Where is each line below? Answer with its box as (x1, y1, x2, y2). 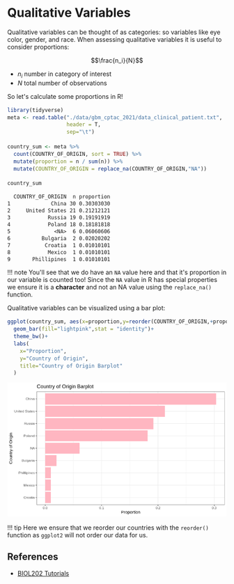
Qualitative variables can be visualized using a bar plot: (7, 304, 166, 313)
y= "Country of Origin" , (19, 355, 89, 362)
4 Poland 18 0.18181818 (7, 221, 111, 228)
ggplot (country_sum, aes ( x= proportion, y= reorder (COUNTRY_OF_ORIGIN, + (7, 318, 214, 325)
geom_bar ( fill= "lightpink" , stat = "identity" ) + (13, 326, 155, 333)
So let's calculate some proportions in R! (7, 92, 123, 100)
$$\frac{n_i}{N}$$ (90, 56, 144, 64)
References (7, 551, 58, 563)
